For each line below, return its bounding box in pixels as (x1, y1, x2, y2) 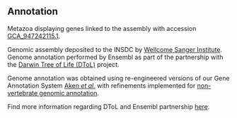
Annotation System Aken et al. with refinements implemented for (7, 81, 196, 90)
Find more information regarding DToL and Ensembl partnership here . (7, 102, 210, 111)
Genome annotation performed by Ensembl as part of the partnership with (7, 53, 224, 61)
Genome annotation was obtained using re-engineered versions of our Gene (7, 74, 230, 82)
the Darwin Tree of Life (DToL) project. (7, 60, 120, 69)
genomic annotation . (39, 88, 100, 97)
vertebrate (7, 88, 38, 97)
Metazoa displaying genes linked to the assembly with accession (7, 24, 197, 32)
